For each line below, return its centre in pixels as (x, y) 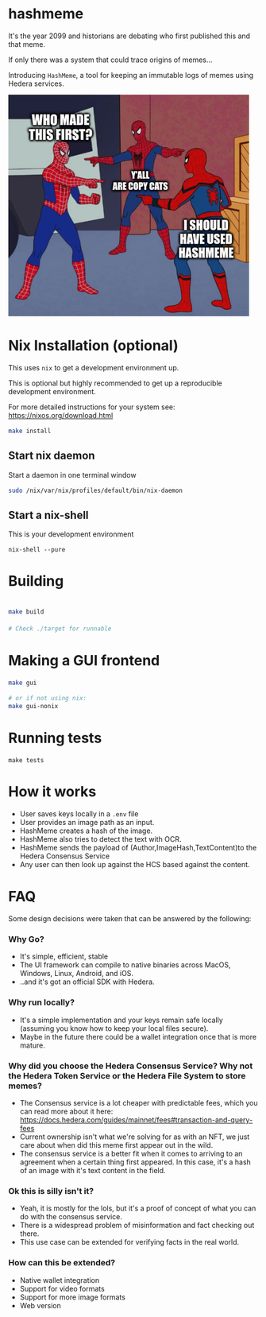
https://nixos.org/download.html (61, 415)
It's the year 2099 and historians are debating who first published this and (129, 36)
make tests (26, 761)
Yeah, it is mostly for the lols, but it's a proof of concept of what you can (138, 1208)
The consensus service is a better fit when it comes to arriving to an (131, 1153)
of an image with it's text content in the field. (93, 1170)
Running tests (55, 738)
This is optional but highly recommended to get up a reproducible (115, 383)
